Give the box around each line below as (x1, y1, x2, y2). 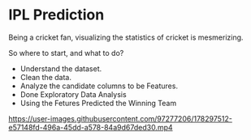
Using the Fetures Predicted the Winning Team (19, 98, 177, 108)
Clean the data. (19, 72, 71, 82)
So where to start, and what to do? (8, 48, 124, 57)
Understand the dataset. (19, 63, 102, 74)
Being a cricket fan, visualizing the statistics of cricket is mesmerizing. (8, 32, 244, 42)
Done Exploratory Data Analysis (19, 89, 128, 99)
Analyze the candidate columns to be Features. (19, 81, 179, 91)
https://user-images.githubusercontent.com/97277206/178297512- (8, 113, 233, 123)
